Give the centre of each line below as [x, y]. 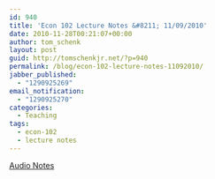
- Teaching [37, 116]
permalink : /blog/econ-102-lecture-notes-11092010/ [106, 67]
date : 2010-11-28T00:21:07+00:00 [71, 34]
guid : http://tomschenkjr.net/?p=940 [79, 58]
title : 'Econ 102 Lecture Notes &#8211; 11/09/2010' [108, 26]
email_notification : [47, 91]
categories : [31, 108]
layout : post [33, 50]
